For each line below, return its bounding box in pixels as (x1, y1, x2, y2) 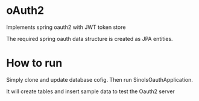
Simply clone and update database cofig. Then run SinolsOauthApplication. (6, 76, 193, 83)
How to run (6, 57, 63, 70)
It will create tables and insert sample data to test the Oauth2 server (6, 88, 175, 95)
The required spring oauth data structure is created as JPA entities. (6, 35, 173, 42)
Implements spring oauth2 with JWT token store (6, 23, 126, 31)
